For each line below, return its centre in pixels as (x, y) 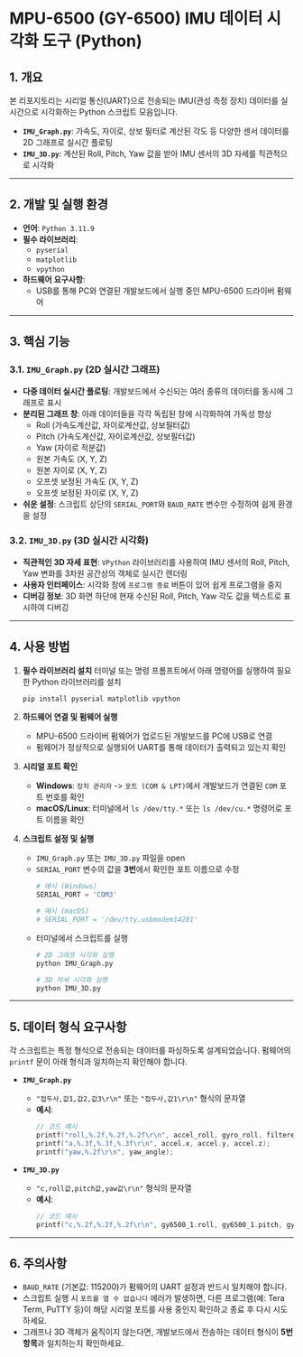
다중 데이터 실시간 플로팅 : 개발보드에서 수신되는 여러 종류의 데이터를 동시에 (153, 391)
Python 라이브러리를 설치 (77, 682)
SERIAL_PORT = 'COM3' (76, 895)
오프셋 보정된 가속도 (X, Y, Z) (87, 481)
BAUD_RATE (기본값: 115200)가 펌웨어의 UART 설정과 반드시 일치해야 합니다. (155, 1287)
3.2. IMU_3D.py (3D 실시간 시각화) (79, 541)
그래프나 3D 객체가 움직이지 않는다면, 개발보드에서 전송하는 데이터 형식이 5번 (157, 1332)
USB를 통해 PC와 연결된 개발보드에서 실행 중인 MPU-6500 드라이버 (155, 291)
